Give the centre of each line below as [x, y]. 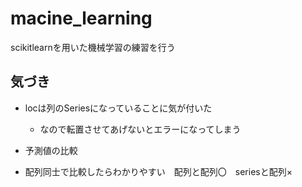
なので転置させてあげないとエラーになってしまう [140, 129]
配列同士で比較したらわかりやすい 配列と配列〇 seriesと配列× [158, 171]
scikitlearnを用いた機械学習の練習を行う [93, 47]
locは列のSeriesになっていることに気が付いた [118, 108]
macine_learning [81, 18]
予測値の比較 [51, 150]
